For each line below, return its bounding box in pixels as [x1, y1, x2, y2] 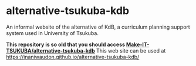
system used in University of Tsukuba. [6, 29, 99, 36]
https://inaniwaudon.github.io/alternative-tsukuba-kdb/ [6, 53, 140, 60]
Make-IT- [126, 41, 150, 48]
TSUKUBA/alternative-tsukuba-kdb [6, 47, 95, 54]
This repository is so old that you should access [6, 41, 125, 48]
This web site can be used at [96, 47, 166, 54]
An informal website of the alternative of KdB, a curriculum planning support [6, 23, 191, 30]
